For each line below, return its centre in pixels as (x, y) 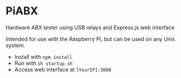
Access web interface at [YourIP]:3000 (63, 69)
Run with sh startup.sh (44, 63)
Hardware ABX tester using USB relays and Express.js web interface (90, 27)
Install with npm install (43, 57)
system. (15, 45)
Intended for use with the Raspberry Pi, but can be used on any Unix (91, 39)
